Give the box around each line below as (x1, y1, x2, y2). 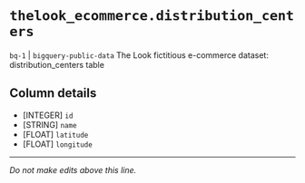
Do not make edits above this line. (9, 164, 137, 175)
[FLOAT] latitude (22, 129, 89, 140)
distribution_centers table (9, 59, 104, 70)
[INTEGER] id (22, 110, 74, 120)
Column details (9, 85, 97, 101)
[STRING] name (22, 119, 77, 130)
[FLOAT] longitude (22, 139, 93, 149)
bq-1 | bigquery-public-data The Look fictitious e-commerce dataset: (9, 49, 270, 61)
